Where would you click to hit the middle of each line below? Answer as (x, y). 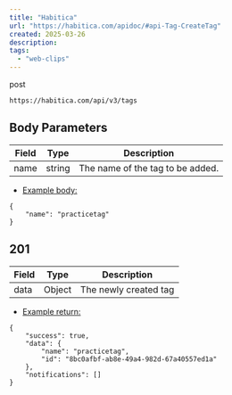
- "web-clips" (43, 59)
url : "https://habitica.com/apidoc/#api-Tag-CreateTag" (115, 26)
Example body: (50, 190)
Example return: (51, 311)
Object (58, 289)
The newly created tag (127, 289)
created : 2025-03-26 (48, 34)
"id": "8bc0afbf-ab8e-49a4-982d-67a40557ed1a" (129, 359)
